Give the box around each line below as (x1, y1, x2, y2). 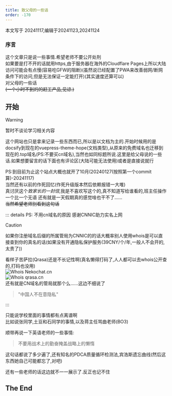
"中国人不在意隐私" (17, 291, 59, 297)
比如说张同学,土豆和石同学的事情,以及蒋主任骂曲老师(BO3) (5, 318, 128, 324)
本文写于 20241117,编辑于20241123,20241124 (5, 27, 100, 33)
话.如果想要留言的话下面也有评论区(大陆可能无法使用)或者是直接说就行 (5, 158, 154, 164)
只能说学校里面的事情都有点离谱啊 (5, 312, 78, 318)
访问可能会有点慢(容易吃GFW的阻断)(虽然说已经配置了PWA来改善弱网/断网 (5, 66, 163, 73)
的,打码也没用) (5, 263, 36, 269)
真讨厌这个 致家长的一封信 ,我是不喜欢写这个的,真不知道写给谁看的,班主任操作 (5, 187, 167, 194)
